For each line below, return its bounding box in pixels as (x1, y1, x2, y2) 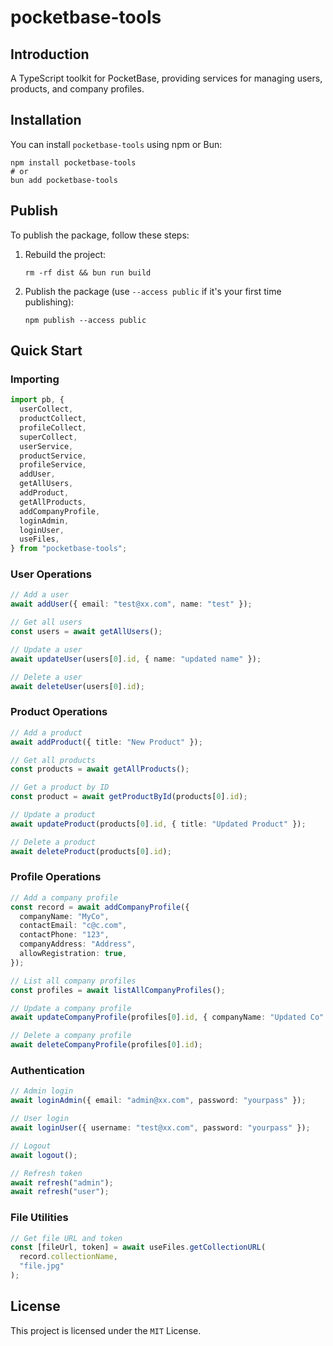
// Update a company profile (10, 1003, 132, 1013)
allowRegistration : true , (19, 949, 128, 959)
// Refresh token (10, 1168, 83, 1178)
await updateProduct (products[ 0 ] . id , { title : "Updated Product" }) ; (10, 819, 307, 829)
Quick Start (10, 342, 83, 360)
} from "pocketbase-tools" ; (10, 544, 128, 554)
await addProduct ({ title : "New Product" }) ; (10, 737, 203, 747)
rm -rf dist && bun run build (24, 267, 152, 278)
